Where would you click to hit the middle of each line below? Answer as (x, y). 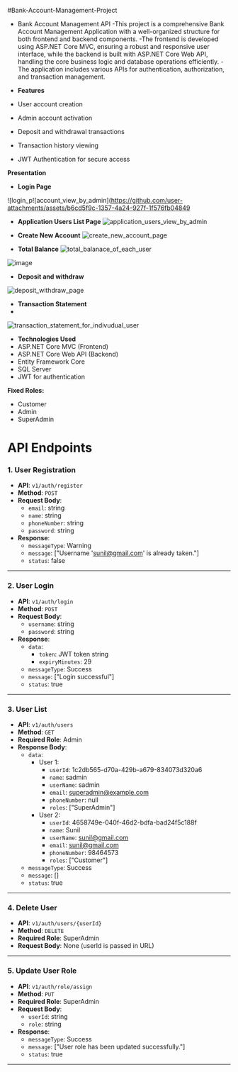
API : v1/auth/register (50, 486)
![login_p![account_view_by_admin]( (59, 200)
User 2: (50, 815)
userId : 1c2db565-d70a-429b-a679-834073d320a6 (126, 770)
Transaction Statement (52, 304)
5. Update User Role (42, 971)
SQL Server (34, 369)
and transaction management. (61, 77)
